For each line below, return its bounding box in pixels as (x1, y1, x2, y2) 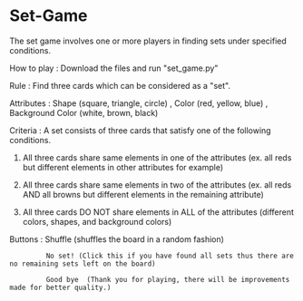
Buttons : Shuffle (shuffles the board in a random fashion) (9, 233, 225, 245)
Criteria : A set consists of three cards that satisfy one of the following (9, 124, 271, 136)
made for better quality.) (9, 283, 112, 292)
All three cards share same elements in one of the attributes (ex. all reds (22, 151, 292, 163)
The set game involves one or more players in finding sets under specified (9, 35, 288, 46)
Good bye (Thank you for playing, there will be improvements (45, 275, 290, 284)
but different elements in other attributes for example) (22, 161, 224, 172)
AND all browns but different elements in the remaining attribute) (22, 189, 265, 199)
